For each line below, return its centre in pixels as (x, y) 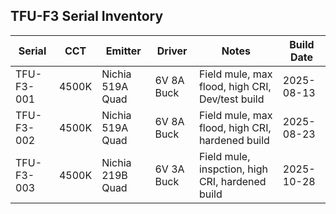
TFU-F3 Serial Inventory (87, 16)
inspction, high (233, 169)
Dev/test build (231, 99)
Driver (172, 51)
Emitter (123, 51)
